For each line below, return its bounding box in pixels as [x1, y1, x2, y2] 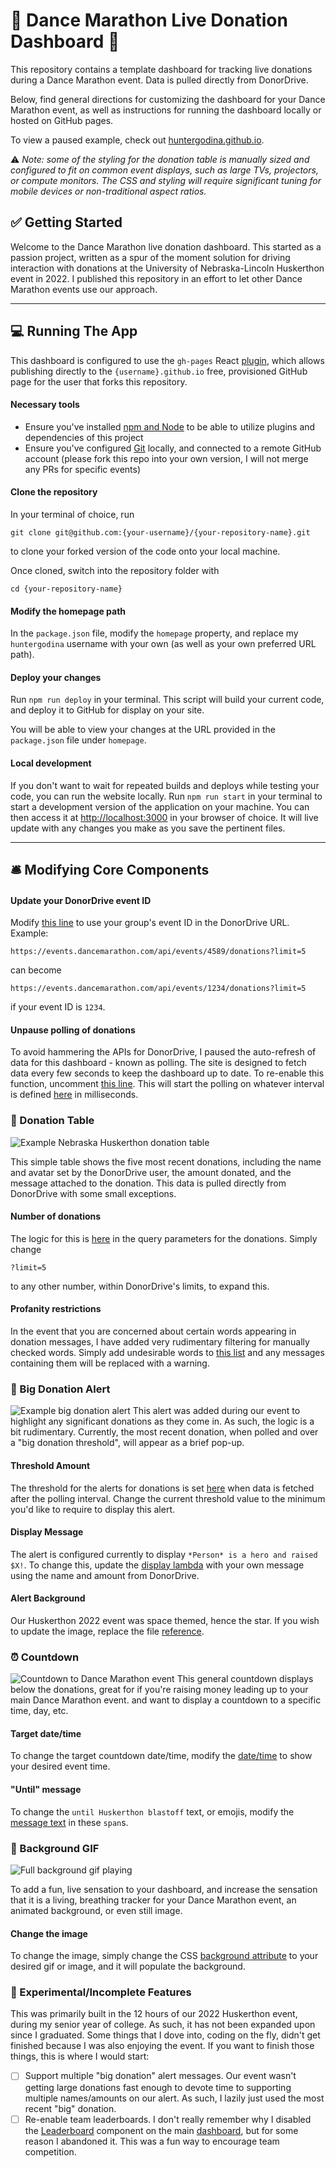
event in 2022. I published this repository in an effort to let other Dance [10, 272, 303, 284]
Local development [10, 757, 92, 769]
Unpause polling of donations [10, 1024, 136, 1036]
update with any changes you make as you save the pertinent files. [10, 822, 286, 834]
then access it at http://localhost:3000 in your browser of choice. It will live [10, 811, 319, 823]
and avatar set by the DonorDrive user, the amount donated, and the [10, 1166, 292, 1178]
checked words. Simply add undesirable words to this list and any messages [10, 1347, 325, 1359]
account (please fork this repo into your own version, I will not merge [24, 452, 309, 464]
